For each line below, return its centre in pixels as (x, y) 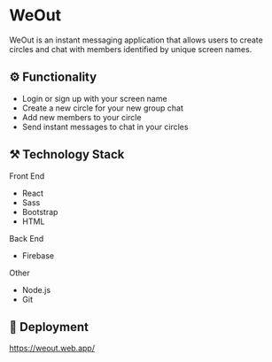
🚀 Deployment (49, 327)
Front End (27, 176)
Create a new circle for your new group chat (103, 108)
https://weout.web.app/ (52, 348)
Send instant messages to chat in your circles (105, 127)
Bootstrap (40, 212)
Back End (27, 238)
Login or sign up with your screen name (94, 98)
